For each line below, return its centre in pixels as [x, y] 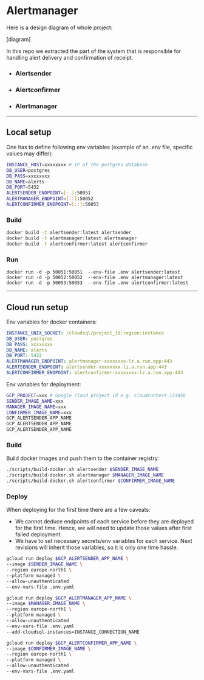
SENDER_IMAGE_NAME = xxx [35, 401]
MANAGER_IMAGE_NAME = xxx [36, 407]
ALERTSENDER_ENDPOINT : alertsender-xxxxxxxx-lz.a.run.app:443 [87, 367]
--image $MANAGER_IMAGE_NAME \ [46, 604]
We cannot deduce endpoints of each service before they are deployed [104, 522]
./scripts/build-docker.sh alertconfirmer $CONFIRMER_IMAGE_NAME [90, 481]
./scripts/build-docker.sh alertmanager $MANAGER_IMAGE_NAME [85, 475]
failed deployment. [39, 534]
